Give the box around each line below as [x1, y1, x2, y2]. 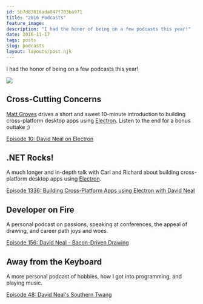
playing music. [6, 279, 43, 286]
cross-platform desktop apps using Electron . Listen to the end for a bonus [6, 117, 191, 124]
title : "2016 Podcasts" [6, 15, 67, 21]
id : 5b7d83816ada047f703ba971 [6, 9, 83, 15]
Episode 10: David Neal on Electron [6, 135, 94, 142]
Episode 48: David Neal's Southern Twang [6, 291, 112, 298]
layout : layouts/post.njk [6, 49, 72, 55]
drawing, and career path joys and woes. [6, 227, 108, 235]
